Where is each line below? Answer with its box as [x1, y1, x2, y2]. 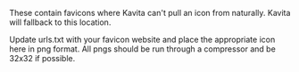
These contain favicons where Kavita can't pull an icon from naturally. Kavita [9, 8, 291, 18]
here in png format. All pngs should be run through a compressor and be [9, 44, 277, 54]
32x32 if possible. [9, 53, 76, 63]
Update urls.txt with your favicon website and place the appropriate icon [9, 35, 276, 44]
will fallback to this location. [9, 17, 112, 28]
